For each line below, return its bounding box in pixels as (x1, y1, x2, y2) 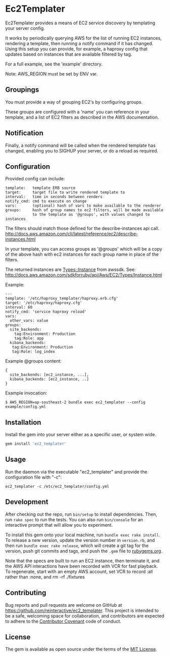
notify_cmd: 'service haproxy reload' (5, 310, 87, 315)
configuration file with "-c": (5, 474, 62, 480)
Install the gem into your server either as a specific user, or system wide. (5, 432, 156, 438)
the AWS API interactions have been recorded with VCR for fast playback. (5, 563, 158, 569)
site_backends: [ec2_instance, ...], (10, 372, 89, 377)
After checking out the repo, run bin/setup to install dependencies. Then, (5, 511, 157, 517)
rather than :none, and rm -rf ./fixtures (5, 573, 85, 580)
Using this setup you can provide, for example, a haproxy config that (5, 46, 148, 52)
